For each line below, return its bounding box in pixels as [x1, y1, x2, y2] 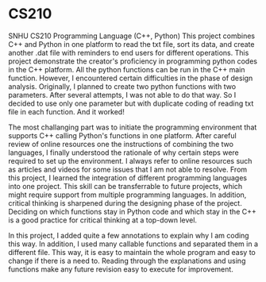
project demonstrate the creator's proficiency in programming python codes [8, 56, 258, 66]
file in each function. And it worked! [8, 106, 125, 116]
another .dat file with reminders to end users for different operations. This [8, 48, 249, 57]
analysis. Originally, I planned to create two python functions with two [8, 81, 237, 91]
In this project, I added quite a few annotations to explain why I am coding [8, 230, 249, 240]
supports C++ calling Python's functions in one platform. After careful [8, 130, 237, 140]
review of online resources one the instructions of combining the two [8, 139, 234, 149]
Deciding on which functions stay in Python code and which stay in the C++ [8, 207, 256, 216]
